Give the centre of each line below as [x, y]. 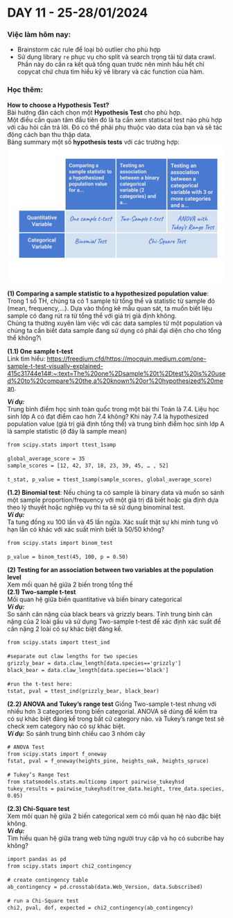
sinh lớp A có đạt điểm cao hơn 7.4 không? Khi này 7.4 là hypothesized [108, 416]
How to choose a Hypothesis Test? [58, 105]
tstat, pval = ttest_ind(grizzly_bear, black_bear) [83, 691]
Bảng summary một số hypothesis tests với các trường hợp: [94, 142]
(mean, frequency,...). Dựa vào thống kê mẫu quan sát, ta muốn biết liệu [110, 308]
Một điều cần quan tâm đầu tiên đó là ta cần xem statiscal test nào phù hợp [115, 120]
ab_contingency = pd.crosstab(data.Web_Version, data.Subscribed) [105, 887]
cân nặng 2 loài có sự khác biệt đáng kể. [65, 629]
